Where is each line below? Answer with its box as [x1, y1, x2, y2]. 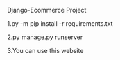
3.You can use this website [7, 47, 84, 54]
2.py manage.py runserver [7, 33, 83, 41]
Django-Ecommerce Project [7, 6, 87, 14]
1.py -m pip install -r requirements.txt [7, 20, 113, 27]
